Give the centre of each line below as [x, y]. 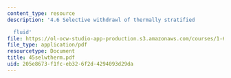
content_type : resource [41, 13]
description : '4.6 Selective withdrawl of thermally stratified [101, 20]
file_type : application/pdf [47, 45]
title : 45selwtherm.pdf [41, 58]
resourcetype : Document [41, 51]
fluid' [23, 32]
